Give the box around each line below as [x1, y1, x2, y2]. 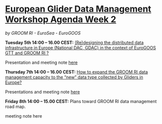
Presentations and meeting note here [5, 89, 80, 95]
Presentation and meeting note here [5, 59, 78, 65]
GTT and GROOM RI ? [5, 50, 49, 56]
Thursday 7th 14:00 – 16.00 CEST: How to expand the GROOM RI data [5, 69, 148, 74]
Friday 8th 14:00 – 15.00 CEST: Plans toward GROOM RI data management [5, 98, 157, 104]
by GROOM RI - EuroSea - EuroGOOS [5, 30, 81, 36]
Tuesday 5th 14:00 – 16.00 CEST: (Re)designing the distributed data [5, 39, 144, 45]
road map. [5, 103, 26, 109]
